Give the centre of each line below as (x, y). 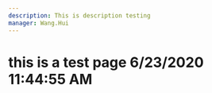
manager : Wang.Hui (39, 23)
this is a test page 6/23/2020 (106, 62)
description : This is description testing (79, 15)
